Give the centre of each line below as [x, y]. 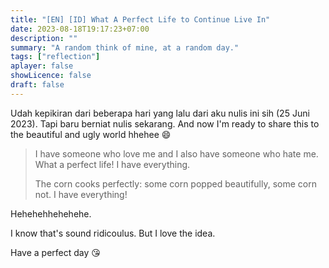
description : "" [44, 38]
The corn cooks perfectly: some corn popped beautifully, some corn [175, 183]
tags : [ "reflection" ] [55, 57]
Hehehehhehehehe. [51, 213]
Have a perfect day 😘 [55, 252]
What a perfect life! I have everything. [112, 164]
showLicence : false [51, 76]
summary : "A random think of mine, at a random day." [125, 47]
